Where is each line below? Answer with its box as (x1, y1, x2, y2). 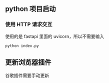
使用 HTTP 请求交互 (5, 21, 52, 28)
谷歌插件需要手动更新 (5, 72, 49, 78)
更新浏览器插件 (5, 58, 51, 66)
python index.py (5, 43, 39, 48)
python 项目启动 (5, 4, 56, 13)
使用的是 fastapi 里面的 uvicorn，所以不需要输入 (5, 33, 104, 39)
